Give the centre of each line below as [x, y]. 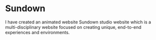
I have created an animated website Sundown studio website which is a [78, 22]
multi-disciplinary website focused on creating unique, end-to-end [73, 27]
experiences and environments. [38, 32]
